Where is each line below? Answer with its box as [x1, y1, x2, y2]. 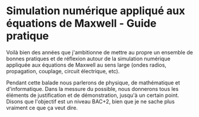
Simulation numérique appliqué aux [6, 4, 185, 18]
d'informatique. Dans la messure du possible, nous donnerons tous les [6, 85, 179, 92]
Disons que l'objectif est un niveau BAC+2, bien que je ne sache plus [6, 97, 175, 105]
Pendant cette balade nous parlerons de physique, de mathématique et [6, 79, 180, 86]
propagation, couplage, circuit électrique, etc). [6, 67, 120, 74]
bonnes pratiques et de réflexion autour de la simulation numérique [6, 55, 170, 62]
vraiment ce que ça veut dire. [6, 104, 78, 111]
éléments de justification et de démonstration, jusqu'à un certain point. [6, 92, 179, 99]
